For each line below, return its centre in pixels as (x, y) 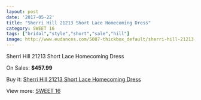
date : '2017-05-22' (31, 17)
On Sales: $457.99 (29, 68)
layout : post (22, 12)
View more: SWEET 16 (33, 91)
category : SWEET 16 (31, 28)
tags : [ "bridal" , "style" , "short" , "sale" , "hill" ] (68, 34)
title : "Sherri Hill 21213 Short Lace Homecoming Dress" (79, 23)
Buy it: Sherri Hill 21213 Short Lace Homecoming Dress (74, 79)
